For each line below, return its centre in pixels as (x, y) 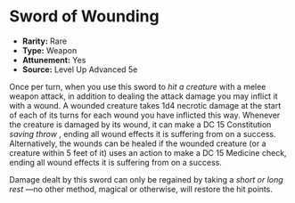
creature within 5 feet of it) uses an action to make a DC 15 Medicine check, (148, 152)
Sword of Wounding (84, 16)
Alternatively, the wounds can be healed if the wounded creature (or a (138, 143)
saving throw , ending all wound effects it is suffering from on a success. (143, 134)
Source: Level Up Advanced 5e (80, 69)
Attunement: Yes (54, 60)
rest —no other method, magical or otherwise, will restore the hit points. (141, 189)
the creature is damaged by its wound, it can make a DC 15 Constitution (140, 124)
